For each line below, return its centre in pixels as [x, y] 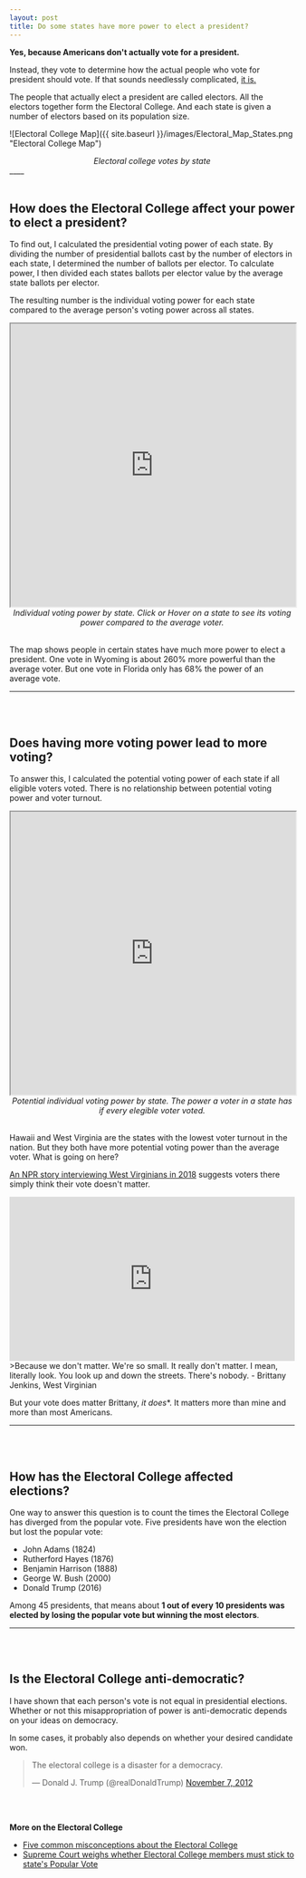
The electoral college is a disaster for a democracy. [127, 1765]
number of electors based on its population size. [100, 116]
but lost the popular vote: [56, 1531]
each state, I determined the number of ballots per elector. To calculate [142, 264]
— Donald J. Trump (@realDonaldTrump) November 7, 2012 [142, 1782]
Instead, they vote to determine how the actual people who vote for [135, 70]
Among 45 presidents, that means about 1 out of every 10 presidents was [147, 1605]
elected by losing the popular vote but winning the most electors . [134, 1614]
